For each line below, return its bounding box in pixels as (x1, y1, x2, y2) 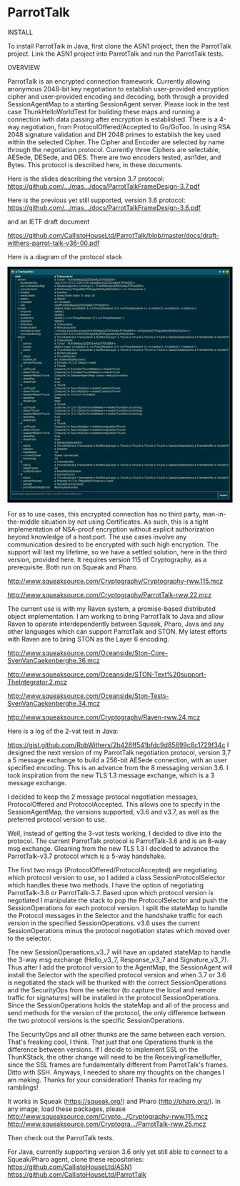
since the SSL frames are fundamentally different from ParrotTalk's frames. (7, 1060, 229, 1069)
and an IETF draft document (7, 217, 90, 226)
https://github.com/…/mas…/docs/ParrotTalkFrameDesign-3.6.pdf (7, 203, 201, 211)
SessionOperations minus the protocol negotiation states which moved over (7, 926, 231, 935)
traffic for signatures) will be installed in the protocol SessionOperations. (7, 993, 221, 1002)
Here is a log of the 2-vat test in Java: (7, 727, 119, 735)
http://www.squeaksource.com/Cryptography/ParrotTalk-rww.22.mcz (7, 590, 212, 599)
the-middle (7, 517, 40, 526)
